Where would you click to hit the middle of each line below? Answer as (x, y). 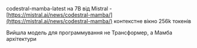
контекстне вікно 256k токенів (153, 21)
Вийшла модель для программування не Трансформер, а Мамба (89, 33)
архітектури (21, 39)
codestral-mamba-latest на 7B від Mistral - (59, 9)
